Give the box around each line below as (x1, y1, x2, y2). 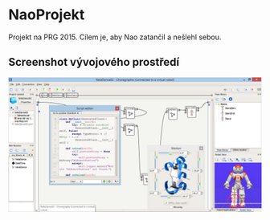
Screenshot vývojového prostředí (8, 55, 179, 69)
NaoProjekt (8, 6, 85, 24)
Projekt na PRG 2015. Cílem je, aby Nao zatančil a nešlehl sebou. (8, 32, 222, 42)
